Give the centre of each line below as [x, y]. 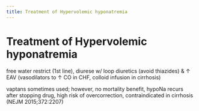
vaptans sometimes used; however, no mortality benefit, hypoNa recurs [95, 89]
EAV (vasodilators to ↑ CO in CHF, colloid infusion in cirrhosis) [84, 77]
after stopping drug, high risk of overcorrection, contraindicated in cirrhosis [100, 95]
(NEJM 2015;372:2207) [35, 101]
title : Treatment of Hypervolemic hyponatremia [67, 12]
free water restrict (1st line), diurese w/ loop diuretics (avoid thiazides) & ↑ [98, 71]
